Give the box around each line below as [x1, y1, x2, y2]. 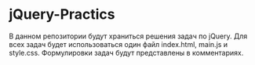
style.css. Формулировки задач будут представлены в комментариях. [9, 48, 244, 57]
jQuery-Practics [9, 5, 116, 23]
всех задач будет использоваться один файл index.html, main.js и [9, 39, 228, 49]
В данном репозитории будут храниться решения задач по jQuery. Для [9, 31, 248, 41]
